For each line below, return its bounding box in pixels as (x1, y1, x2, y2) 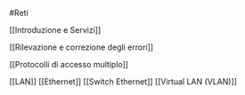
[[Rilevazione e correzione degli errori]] (9, 42, 154, 52)
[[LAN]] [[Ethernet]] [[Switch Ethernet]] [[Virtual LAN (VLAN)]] (9, 76, 238, 87)
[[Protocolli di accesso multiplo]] (9, 59, 129, 69)
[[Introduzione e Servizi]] (9, 25, 102, 35)
